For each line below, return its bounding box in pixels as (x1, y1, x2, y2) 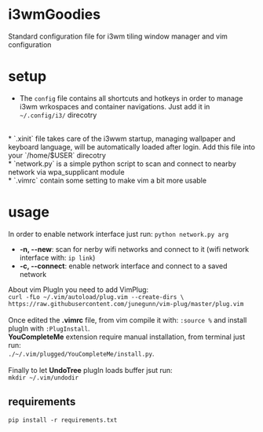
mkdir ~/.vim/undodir (8, 374, 79, 382)
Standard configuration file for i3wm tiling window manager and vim (8, 31, 228, 41)
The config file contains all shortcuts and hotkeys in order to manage (19, 93, 243, 103)
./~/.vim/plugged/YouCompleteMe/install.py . (8, 349, 155, 358)
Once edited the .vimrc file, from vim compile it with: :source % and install (8, 315, 247, 324)
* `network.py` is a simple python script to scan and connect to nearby (8, 159, 237, 168)
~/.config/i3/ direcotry (19, 110, 97, 120)
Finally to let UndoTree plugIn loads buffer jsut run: (8, 365, 173, 375)
